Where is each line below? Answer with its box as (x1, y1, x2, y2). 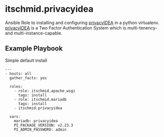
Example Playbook (5, 44, 63, 53)
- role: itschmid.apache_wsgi (14, 88, 76, 93)
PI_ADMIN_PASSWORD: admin (14, 127, 67, 132)
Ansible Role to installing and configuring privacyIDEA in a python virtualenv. (5, 20, 160, 26)
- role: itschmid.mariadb (14, 97, 67, 102)
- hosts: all (5, 71, 32, 76)
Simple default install (5, 57, 47, 63)
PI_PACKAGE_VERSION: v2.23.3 (14, 123, 73, 128)
